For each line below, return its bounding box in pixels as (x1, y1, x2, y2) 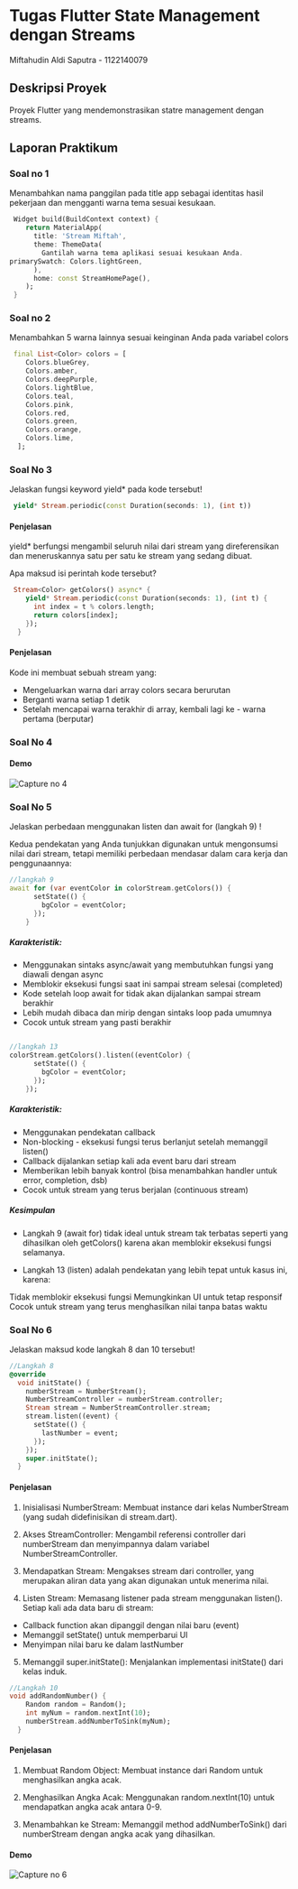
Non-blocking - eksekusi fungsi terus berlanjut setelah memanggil (22, 1136, 268, 1147)
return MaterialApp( (25, 223, 103, 233)
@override (9, 1369, 47, 1379)
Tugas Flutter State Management (9, 5, 261, 26)
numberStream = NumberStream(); (25, 1386, 147, 1395)
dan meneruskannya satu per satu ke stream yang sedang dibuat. (9, 551, 253, 561)
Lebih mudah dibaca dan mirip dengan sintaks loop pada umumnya (22, 1007, 272, 1018)
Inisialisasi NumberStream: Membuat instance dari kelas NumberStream (22, 1502, 290, 1513)
